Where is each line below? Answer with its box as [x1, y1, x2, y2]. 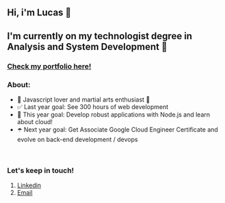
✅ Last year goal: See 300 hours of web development [16, 103, 169, 110]
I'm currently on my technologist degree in [7, 30, 193, 42]
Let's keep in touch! [7, 165, 75, 175]
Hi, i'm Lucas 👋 [7, 7, 72, 19]
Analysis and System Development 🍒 [7, 40, 168, 52]
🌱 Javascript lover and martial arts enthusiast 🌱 [16, 95, 150, 104]
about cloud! [16, 118, 53, 126]
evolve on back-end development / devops [16, 135, 138, 143]
